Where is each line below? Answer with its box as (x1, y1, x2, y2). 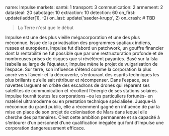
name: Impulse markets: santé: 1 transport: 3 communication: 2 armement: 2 (5, 5, 163, 10)
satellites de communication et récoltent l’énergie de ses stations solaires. (5, 88, 158, 93)
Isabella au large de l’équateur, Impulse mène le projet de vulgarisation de (5, 61, 158, 67)
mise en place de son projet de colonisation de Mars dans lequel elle (5, 109, 147, 115)
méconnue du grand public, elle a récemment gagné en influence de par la (5, 104, 160, 109)
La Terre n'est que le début (17, 25, 74, 31)
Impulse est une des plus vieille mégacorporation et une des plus (5, 35, 140, 40)
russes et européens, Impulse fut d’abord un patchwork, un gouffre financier (5, 45, 164, 51)
